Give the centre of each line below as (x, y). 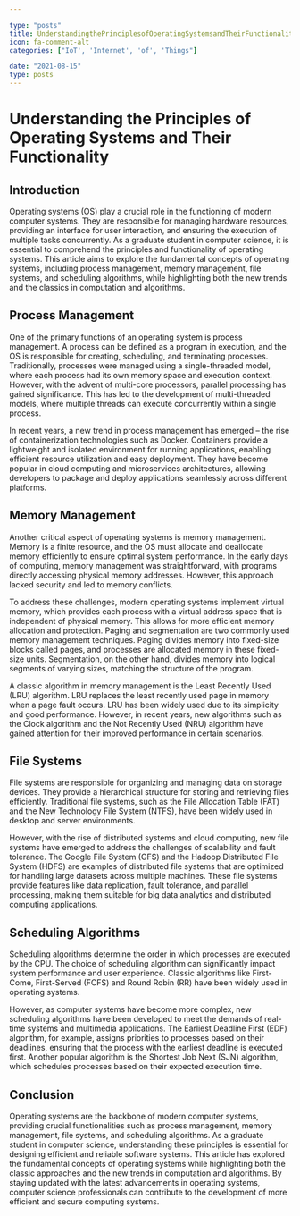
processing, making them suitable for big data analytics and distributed (140, 895)
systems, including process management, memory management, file (135, 268)
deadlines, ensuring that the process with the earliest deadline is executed (146, 1048)
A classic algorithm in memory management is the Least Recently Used (140, 686)
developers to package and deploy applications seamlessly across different (148, 477)
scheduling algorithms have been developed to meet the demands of (136, 1019)
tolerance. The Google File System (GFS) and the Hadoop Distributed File (144, 857)
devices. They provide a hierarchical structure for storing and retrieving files (150, 792)
